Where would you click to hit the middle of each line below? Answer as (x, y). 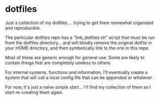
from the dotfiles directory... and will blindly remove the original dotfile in (79, 42)
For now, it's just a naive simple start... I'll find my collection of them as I (78, 87)
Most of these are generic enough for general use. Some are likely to (75, 57)
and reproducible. (23, 28)
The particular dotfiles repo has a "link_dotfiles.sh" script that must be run (80, 37)
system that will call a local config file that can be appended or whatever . (80, 77)
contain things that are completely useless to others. (58, 63)
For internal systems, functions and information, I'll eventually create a (76, 72)
